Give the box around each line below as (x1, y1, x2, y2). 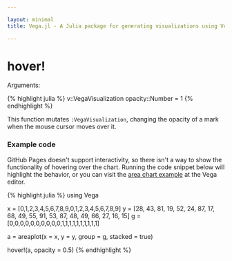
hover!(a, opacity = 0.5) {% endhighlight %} (7, 246, 132, 254)
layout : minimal (7, 16, 54, 23)
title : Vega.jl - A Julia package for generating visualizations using (7, 22, 217, 30)
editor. (7, 177, 26, 186)
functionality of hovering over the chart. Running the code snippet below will (7, 163, 225, 171)
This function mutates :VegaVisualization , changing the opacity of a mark (7, 115, 219, 124)
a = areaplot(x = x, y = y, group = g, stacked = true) (7, 232, 153, 240)
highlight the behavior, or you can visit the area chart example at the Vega (7, 170, 217, 178)
